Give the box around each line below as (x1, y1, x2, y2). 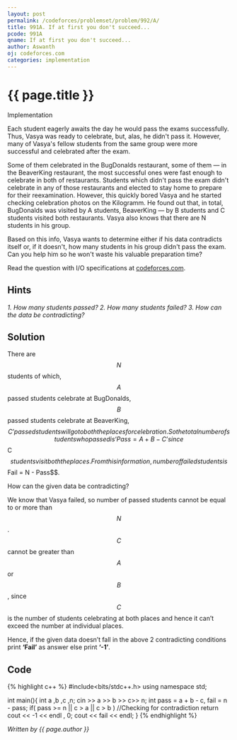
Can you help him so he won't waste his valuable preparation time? (7, 250, 203, 258)
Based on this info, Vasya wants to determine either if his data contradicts (7, 235, 223, 243)
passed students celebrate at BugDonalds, (7, 394, 132, 403)
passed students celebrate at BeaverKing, (7, 416, 129, 425)
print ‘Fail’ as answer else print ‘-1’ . (7, 643, 111, 651)
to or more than (7, 503, 53, 512)
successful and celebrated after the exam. (7, 147, 131, 155)
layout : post (7, 10, 46, 18)
